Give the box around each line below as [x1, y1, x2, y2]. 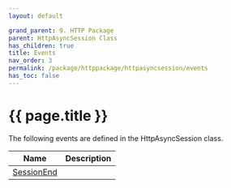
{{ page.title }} [8, 106, 109, 125]
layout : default [8, 11, 63, 20]
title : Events [8, 49, 57, 58]
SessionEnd [12, 166, 58, 177]
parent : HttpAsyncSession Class [8, 34, 118, 42]
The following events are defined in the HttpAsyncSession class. [8, 133, 224, 143]
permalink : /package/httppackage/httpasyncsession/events [8, 64, 208, 73]
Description [65, 152, 112, 164]
